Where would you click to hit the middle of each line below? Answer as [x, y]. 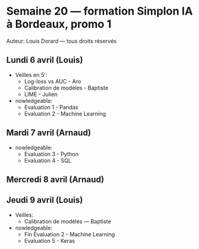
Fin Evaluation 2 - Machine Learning [70, 234]
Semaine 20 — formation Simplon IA [100, 11]
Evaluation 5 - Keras [49, 240]
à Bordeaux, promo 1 [59, 24]
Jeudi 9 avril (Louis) [45, 200]
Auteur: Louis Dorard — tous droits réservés [61, 41]
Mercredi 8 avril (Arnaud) [55, 179]
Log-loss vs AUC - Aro [53, 81]
